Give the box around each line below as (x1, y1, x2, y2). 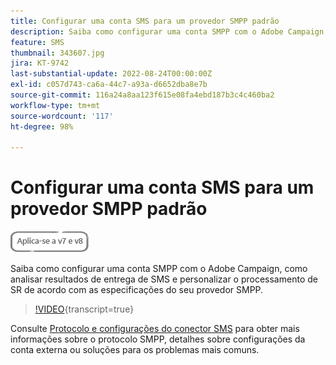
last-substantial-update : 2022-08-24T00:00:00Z (10, 69, 213, 79)
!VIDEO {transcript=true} (34, 303, 135, 315)
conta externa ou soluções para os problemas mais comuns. (10, 344, 260, 356)
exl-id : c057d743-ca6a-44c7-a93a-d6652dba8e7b (10, 80, 208, 90)
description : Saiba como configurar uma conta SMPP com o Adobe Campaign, (10, 26, 329, 37)
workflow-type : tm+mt (10, 100, 101, 110)
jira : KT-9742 (10, 58, 70, 69)
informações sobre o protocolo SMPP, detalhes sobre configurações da (10, 333, 306, 345)
